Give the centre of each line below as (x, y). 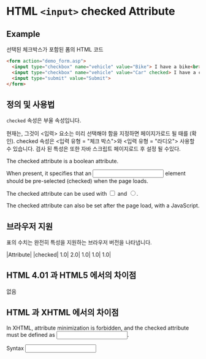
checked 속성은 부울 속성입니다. (44, 120)
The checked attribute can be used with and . (72, 194)
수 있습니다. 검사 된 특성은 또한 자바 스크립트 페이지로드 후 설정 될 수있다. (93, 149)
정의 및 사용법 (31, 105)
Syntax (15, 348)
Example (23, 34)
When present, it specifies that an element (96, 174)
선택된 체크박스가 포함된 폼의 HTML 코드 (55, 49)
